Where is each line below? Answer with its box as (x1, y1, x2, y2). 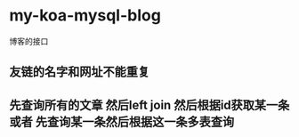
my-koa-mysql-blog (9, 5, 162, 26)
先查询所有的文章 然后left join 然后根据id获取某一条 (9, 97, 290, 112)
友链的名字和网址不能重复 (9, 64, 149, 80)
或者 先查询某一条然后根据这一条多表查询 (9, 114, 234, 129)
